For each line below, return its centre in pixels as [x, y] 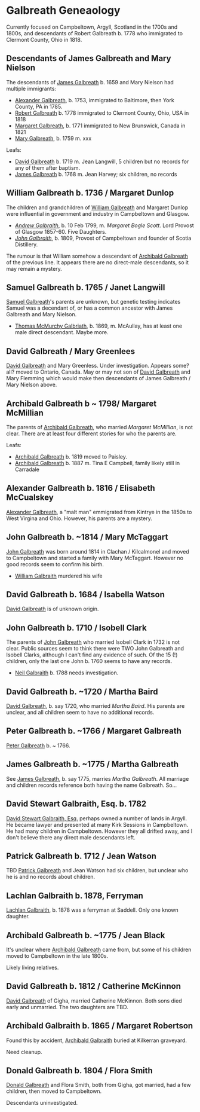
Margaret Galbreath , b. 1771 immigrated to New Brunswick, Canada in [100, 126]
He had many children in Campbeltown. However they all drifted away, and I [99, 831]
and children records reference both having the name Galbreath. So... [92, 785]
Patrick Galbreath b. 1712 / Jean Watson [81, 856]
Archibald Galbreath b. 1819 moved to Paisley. [71, 457]
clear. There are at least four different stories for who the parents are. [92, 433]
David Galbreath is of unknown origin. [53, 609]
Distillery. [26, 244]
